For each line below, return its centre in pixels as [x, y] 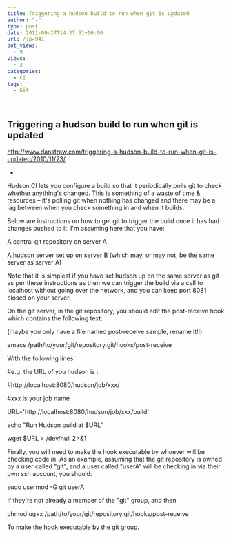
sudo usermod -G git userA [46, 487]
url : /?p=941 [26, 39]
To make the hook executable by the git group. [73, 527]
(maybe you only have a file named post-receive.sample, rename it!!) [105, 331]
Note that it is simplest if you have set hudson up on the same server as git [113, 276]
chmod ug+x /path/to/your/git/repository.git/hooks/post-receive [98, 513]
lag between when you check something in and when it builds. [96, 207]
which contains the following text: [55, 318]
